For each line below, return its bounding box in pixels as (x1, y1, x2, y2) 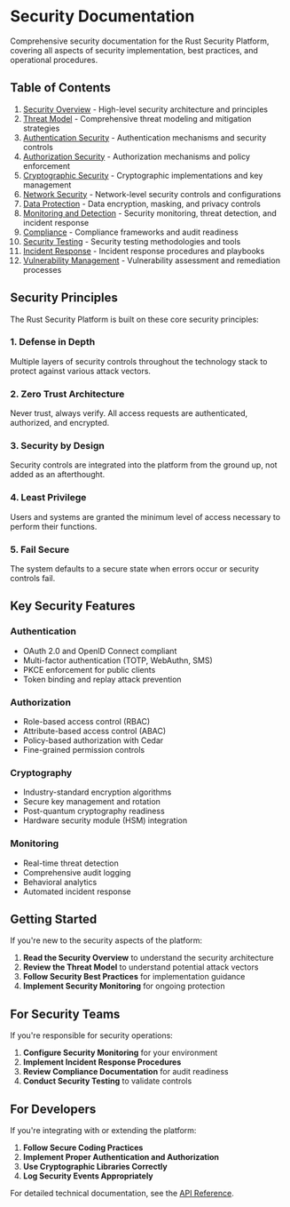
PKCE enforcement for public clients (22, 664, 156, 675)
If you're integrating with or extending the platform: (10, 1125, 197, 1136)
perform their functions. (10, 521, 98, 532)
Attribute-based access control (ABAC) (22, 726, 167, 737)
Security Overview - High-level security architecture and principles (22, 104, 269, 115)
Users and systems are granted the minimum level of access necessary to (10, 511, 281, 522)
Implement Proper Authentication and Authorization (22, 1152, 220, 1163)
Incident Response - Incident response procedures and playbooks (22, 245, 265, 256)
